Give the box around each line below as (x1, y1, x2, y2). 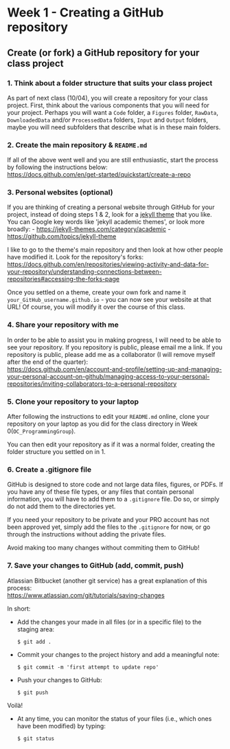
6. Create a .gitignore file (7, 464, 91, 474)
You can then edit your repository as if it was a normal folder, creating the (7, 440, 215, 448)
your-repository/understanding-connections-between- (7, 268, 163, 276)
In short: (7, 604, 31, 613)
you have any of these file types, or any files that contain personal (7, 488, 194, 496)
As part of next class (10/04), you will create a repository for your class (7, 94, 208, 102)
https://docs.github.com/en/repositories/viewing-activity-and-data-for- (7, 260, 209, 269)
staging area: (16, 625, 55, 633)
